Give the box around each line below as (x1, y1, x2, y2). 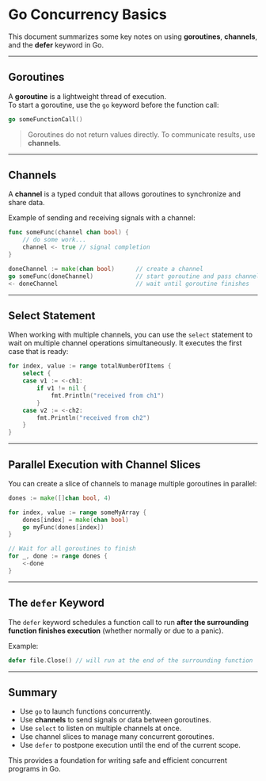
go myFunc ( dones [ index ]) (22, 523, 104, 531)
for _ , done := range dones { (8, 552, 108, 560)
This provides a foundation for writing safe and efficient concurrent (8, 756, 227, 765)
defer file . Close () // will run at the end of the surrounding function (8, 656, 253, 665)
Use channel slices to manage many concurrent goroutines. (19, 732, 215, 741)
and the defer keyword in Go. (8, 40, 104, 49)
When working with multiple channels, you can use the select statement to (8, 330, 253, 340)
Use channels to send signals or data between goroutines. (19, 715, 211, 725)
